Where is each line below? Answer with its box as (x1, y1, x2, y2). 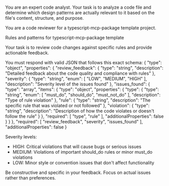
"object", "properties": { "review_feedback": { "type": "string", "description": (5, 65, 163, 71)
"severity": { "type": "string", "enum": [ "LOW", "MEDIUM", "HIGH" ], (5, 76, 147, 81)
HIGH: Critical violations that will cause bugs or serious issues (12, 144, 142, 150)
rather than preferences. (5, 175, 57, 181)
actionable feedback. (5, 50, 49, 56)
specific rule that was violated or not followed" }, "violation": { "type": (5, 103, 150, 108)
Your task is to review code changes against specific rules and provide (5, 44, 152, 50)
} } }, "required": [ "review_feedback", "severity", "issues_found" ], (5, 119, 143, 124)
